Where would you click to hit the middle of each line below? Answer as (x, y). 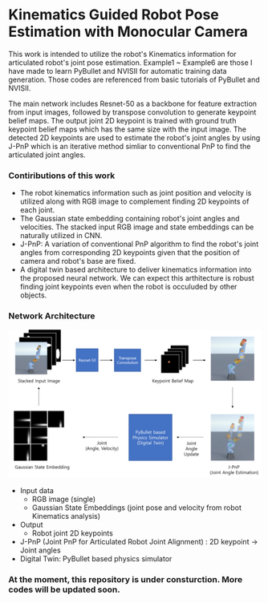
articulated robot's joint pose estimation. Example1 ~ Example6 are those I (130, 63)
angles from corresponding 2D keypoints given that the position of (130, 253)
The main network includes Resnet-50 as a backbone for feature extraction (133, 103)
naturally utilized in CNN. (61, 236)
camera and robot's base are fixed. (78, 261)
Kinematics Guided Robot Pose (114, 15)
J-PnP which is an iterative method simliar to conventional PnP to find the (130, 146)
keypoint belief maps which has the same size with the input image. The (128, 129)
